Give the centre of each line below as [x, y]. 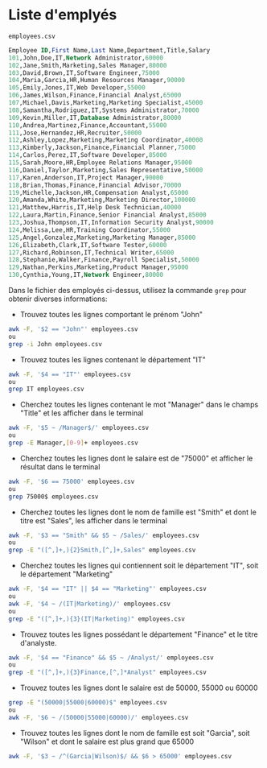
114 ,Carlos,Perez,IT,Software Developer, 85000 [88, 155]
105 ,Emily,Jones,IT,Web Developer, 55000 [77, 88]
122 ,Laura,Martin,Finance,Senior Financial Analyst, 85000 [107, 215]
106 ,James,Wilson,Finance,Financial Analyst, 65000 [95, 95]
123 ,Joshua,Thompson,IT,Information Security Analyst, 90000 [111, 223]
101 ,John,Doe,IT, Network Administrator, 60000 [86, 58]
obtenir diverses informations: [58, 299]
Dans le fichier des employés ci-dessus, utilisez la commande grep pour [127, 291]
